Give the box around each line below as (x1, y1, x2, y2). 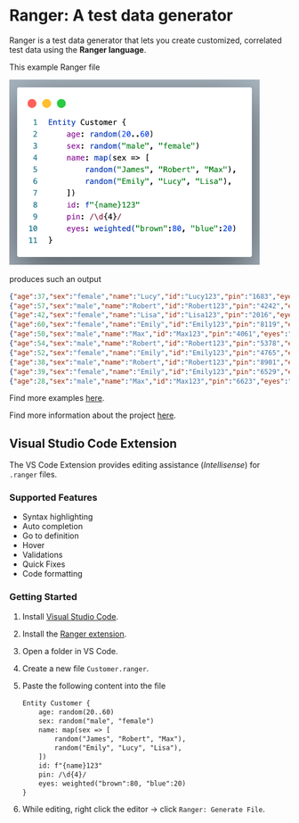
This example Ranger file (9, 62, 101, 72)
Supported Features (9, 492, 98, 504)
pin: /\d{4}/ (38, 769, 87, 779)
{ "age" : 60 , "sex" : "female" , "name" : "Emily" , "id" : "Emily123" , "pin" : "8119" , (9, 320, 285, 329)
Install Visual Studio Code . (21, 611, 118, 621)
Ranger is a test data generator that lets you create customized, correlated (9, 35, 282, 46)
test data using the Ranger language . (9, 44, 147, 54)
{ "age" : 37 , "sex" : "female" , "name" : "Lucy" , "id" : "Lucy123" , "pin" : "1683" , (9, 292, 277, 301)
